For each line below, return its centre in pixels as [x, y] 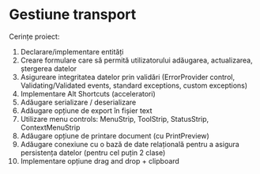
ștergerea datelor [49, 68]
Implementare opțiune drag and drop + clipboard [100, 161]
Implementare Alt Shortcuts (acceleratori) [88, 93]
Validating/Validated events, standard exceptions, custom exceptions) [134, 85]
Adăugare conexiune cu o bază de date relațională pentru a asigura [130, 144]
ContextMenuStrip [50, 127]
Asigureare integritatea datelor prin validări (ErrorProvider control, [128, 77]
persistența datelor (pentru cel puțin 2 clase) [93, 153]
